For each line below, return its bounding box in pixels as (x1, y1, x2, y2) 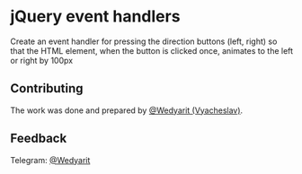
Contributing (10, 81, 84, 96)
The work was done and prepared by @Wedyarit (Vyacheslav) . (10, 105, 244, 116)
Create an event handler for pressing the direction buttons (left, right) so (10, 36, 278, 47)
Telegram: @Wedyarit (10, 154, 91, 165)
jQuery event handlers (10, 6, 181, 27)
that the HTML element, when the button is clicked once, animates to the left (10, 45, 294, 56)
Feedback (10, 131, 67, 146)
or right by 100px (10, 55, 74, 65)
